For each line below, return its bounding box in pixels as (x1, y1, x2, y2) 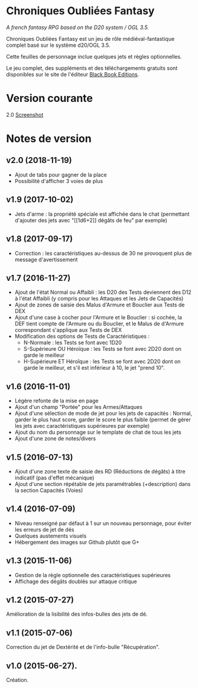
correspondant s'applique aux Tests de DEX (14, 327, 122, 334)
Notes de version (6, 132, 92, 146)
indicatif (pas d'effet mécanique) (14, 474, 95, 481)
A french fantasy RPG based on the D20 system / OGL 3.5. (6, 24, 150, 31)
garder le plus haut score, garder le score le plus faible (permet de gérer (14, 416, 191, 423)
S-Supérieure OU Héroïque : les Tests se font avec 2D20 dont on (23, 345, 182, 353)
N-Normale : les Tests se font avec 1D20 (23, 339, 122, 346)
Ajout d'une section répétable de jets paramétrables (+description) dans (14, 480, 191, 487)
